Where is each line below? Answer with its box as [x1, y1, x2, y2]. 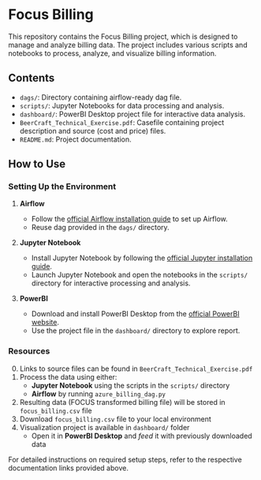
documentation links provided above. [8, 463, 129, 472]
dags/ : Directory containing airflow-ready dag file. [19, 93, 182, 102]
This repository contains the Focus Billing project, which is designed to [8, 32, 238, 41]
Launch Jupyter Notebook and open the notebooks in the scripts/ [31, 270, 248, 280]
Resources [8, 346, 50, 357]
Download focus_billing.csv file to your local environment [19, 414, 211, 424]
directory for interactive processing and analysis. [31, 278, 191, 288]
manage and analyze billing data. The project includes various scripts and [8, 40, 248, 49]
